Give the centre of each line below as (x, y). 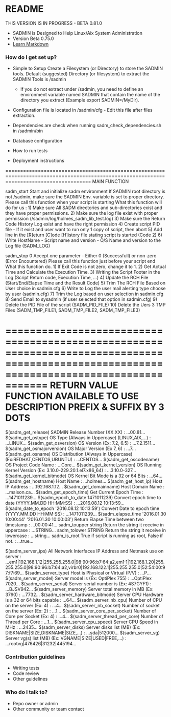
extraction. (24, 115)
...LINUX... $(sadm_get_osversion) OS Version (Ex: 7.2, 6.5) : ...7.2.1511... (80, 443)
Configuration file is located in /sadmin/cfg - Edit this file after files (83, 110)
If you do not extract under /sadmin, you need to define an (82, 89)
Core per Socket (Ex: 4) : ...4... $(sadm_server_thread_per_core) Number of (84, 617)
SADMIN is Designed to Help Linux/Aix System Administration (78, 33)
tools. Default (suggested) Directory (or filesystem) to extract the (81, 74)
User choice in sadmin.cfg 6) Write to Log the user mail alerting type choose (86, 289)
